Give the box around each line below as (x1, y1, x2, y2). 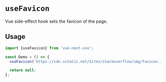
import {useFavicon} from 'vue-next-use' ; (5, 46, 94, 51)
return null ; (9, 68, 37, 73)
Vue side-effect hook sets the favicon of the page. (5, 18, 108, 24)
